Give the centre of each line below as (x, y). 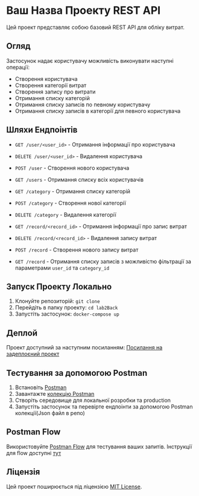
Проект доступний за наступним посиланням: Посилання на (84, 348)
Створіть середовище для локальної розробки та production (93, 400)
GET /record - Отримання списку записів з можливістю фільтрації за (103, 261)
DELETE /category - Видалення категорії (65, 214)
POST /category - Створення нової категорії (71, 203)
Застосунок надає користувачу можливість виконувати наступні (90, 60)
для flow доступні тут (34, 453)
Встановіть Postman (41, 387)
